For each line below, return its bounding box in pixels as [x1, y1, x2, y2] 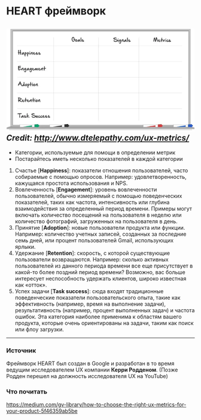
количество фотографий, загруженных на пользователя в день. [14, 217, 178, 225]
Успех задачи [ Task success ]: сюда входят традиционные [14, 287, 164, 294]
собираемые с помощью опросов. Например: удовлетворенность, [14, 173, 187, 180]
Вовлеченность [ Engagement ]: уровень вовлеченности [14, 185, 157, 193]
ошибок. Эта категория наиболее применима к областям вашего [14, 313, 182, 320]
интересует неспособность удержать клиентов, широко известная [14, 275, 187, 282]
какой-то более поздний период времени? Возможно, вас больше [14, 268, 185, 276]
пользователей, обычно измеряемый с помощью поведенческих [14, 192, 182, 199]
